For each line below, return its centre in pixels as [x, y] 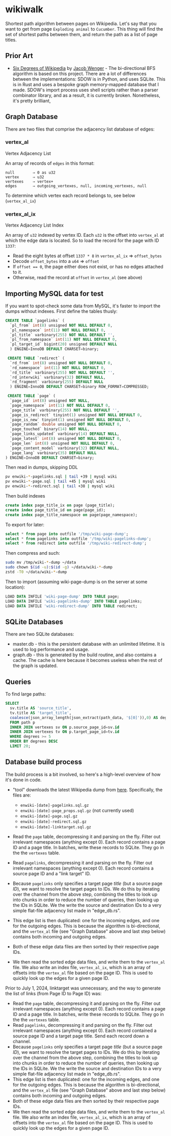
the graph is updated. [35, 666]
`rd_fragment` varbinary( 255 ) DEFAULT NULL [56, 382]
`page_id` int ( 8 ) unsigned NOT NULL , [50, 401]
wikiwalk [24, 9]
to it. [17, 272]
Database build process [44, 762]
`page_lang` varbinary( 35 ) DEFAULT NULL [53, 453]
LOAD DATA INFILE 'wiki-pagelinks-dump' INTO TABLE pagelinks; [74, 601]
